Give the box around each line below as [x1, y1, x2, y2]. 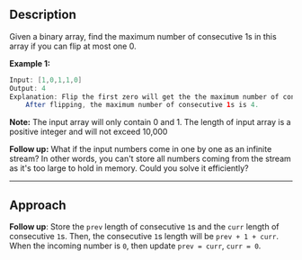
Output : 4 [9, 84, 47, 93]
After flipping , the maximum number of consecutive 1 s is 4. [25, 101, 259, 110]
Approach [9, 197, 67, 212]
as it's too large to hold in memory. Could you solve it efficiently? [9, 163, 249, 174]
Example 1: [9, 58, 51, 68]
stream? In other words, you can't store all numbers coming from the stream [9, 153, 292, 165]
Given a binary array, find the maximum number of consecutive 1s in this [9, 31, 277, 41]
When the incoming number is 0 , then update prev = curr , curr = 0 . [9, 240, 262, 251]
